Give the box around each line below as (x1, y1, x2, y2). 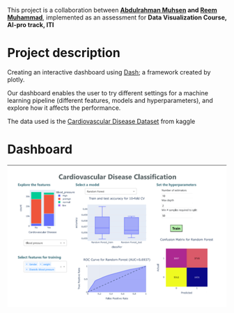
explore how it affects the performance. (7, 104, 121, 112)
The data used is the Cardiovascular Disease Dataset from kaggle (7, 117, 196, 125)
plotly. (7, 75, 25, 83)
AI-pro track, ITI (7, 21, 54, 29)
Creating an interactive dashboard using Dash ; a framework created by (7, 67, 211, 76)
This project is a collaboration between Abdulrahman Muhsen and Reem (7, 6, 217, 14)
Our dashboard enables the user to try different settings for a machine (7, 88, 209, 97)
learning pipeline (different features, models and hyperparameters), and (7, 96, 214, 104)
